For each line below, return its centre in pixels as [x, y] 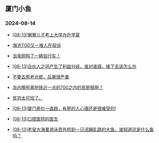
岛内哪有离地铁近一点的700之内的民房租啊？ [58, 87]
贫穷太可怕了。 [28, 97]
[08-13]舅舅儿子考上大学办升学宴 [46, 35]
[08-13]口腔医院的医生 [35, 119]
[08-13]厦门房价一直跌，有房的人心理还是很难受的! [64, 108]
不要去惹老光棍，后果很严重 [41, 77]
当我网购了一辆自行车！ [36, 55]
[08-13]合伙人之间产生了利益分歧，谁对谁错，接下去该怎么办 [74, 66]
